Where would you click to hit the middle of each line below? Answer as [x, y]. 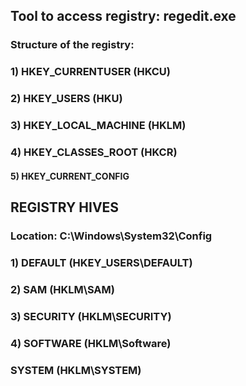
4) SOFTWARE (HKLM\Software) [91, 343]
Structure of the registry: [72, 45]
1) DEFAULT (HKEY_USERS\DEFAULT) [101, 262]
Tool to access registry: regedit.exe [123, 16]
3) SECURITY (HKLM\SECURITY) [91, 316]
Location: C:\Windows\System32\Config [111, 236]
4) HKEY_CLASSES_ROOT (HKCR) [94, 152]
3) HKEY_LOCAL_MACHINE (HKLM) [98, 126]
